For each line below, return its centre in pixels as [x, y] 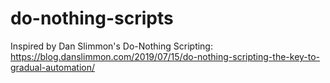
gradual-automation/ [53, 67]
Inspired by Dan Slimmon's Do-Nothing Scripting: [111, 46]
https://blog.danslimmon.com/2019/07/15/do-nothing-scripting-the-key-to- [165, 56]
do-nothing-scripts [92, 18]
